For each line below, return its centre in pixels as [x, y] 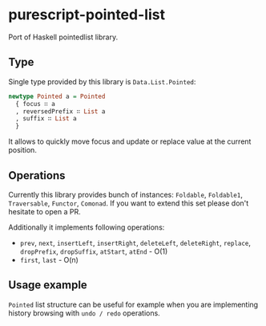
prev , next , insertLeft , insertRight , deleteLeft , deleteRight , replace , [135, 242]
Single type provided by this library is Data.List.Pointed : [102, 81]
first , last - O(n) [49, 259]
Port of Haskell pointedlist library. [63, 37]
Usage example [48, 285]
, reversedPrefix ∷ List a [60, 111]
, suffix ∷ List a [46, 119]
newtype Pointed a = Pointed [57, 96]
